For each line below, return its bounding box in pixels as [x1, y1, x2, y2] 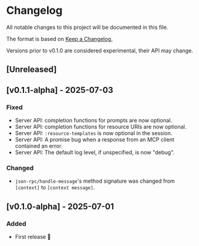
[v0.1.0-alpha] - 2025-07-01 [6, 201, 115, 212]
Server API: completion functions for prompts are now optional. [14, 117, 172, 124]
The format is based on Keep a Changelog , [6, 35, 113, 42]
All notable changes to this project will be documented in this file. [6, 24, 169, 31]
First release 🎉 [14, 233, 51, 240]
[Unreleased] [6, 65, 57, 75]
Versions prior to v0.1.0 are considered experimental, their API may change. [6, 46, 194, 54]
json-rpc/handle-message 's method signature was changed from [14, 177, 175, 184]
